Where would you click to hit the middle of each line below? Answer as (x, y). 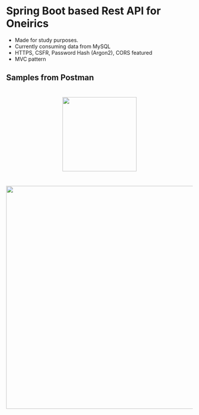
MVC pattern (30, 59)
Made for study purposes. (46, 40)
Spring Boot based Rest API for (84, 11)
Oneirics (28, 23)
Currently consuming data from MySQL (62, 46)
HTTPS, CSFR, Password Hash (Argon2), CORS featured (84, 52)
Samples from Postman (50, 78)
